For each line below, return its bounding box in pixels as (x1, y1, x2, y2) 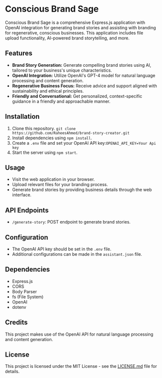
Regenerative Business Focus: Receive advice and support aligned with (12, 83, 158, 89)
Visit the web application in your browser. (12, 176, 95, 182)
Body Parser (12, 288, 37, 294)
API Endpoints (5, 206, 49, 214)
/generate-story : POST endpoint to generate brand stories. (12, 219, 131, 225)
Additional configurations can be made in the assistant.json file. (12, 251, 142, 257)
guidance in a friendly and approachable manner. (12, 98, 111, 104)
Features (5, 49, 32, 57)
